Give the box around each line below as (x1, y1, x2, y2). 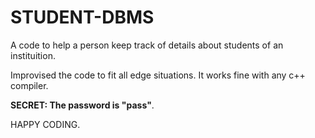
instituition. (10, 49, 56, 61)
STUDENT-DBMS (10, 6, 155, 29)
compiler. (10, 79, 49, 91)
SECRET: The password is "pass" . (10, 99, 155, 111)
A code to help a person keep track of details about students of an (10, 39, 284, 51)
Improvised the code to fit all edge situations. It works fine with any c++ (10, 69, 306, 81)
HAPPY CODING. (10, 118, 81, 130)
